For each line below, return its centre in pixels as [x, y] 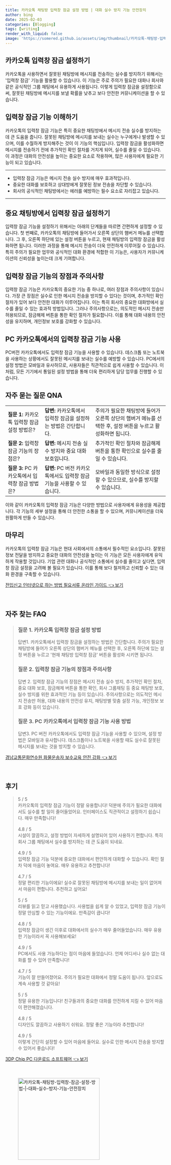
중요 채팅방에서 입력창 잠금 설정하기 [58, 213]
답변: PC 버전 [60, 468]
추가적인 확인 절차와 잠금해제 [128, 443]
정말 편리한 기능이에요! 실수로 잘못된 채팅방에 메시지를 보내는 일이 [83, 882]
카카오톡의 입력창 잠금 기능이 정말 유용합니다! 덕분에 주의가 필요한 [83, 805]
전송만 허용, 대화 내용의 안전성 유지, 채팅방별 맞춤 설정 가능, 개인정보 [91, 701]
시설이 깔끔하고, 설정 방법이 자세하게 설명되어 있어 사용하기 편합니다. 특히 [90, 835]
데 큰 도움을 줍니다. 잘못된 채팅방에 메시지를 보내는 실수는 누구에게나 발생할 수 [83, 137]
